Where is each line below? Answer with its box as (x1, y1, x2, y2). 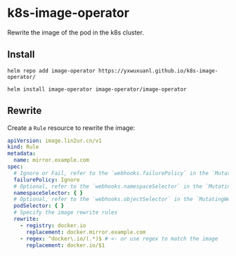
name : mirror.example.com (13, 157, 90, 164)
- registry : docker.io (20, 222, 86, 229)
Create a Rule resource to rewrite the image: (7, 123, 136, 132)
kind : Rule (7, 143, 39, 151)
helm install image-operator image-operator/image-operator (7, 86, 188, 93)
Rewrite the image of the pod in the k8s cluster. (7, 28, 144, 37)
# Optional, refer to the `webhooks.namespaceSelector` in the (13, 183, 202, 190)
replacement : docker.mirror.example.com (25, 229, 146, 236)
